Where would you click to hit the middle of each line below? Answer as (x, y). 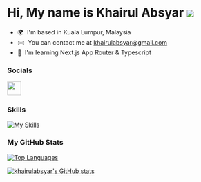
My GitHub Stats (35, 143)
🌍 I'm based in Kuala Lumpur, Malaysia (74, 32)
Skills (17, 110)
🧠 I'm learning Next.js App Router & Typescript (84, 52)
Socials (20, 70)
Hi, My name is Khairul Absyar (96, 13)
